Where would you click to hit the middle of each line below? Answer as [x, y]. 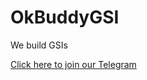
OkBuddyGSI [65, 17]
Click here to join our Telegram [73, 64]
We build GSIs [39, 45]
